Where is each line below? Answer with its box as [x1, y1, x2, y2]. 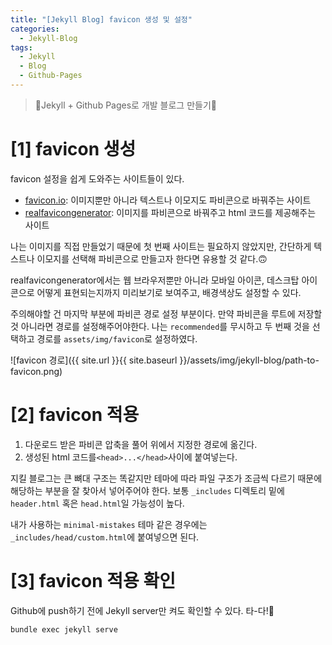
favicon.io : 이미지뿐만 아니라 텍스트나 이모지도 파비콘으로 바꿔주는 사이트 [24, 194, 312, 206]
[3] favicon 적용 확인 [10, 569, 176, 592]
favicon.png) [10, 365, 63, 377]
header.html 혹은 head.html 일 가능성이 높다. [10, 497, 185, 509]
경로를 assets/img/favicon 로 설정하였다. [36, 332, 198, 345]
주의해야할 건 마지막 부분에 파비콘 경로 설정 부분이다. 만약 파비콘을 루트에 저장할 [10, 307, 323, 320]
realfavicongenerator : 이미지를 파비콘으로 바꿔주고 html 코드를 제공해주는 [24, 206, 317, 218]
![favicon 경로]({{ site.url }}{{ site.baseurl [10, 354, 178, 366]
